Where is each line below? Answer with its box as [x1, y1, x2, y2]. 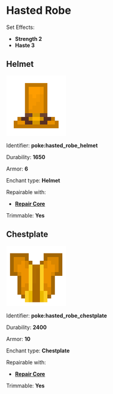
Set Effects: [6, 23, 35, 31]
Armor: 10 [6, 335, 31, 342]
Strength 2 [14, 35, 42, 42]
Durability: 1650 [6, 153, 46, 160]
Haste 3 [14, 42, 35, 49]
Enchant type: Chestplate [6, 347, 70, 354]
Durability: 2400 [6, 324, 47, 331]
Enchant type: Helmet [6, 177, 60, 184]
